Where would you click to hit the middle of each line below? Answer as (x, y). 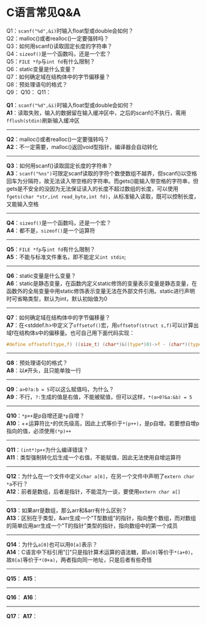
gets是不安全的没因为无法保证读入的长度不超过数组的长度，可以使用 (93, 188)
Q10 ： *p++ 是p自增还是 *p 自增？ (45, 415)
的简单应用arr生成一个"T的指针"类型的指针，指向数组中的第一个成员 (92, 526)
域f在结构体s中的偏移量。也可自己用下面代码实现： (71, 332)
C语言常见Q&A (44, 13)
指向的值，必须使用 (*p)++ (39, 431)
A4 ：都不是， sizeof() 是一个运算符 (51, 230)
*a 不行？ (17, 484)
